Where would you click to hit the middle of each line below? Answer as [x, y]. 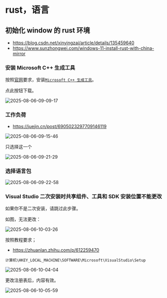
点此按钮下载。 [21, 91]
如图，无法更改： [23, 219]
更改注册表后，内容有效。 [32, 280]
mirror [19, 54]
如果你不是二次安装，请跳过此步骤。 [43, 208]
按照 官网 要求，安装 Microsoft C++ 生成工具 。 [51, 80]
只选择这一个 [18, 146]
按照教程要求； [21, 240]
